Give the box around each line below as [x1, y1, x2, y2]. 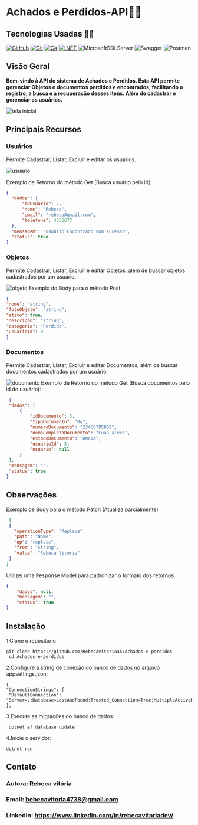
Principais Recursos [6, 125, 81, 135]
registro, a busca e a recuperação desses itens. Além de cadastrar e [6, 90, 176, 97]
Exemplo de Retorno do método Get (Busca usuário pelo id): [6, 178, 152, 185]
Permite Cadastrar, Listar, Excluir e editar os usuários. [6, 156, 137, 163]
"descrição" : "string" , [6, 318, 65, 324]
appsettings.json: [6, 670, 48, 677]
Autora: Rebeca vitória [6, 780, 72, 788]
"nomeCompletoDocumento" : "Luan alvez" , [29, 430, 131, 436]
